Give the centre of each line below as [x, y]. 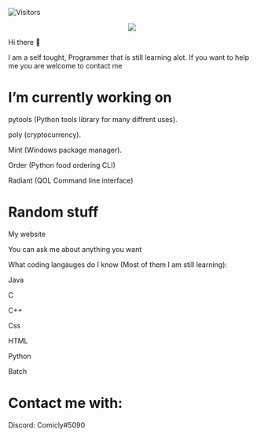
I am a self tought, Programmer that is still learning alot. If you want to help [129, 57]
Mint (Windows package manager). [65, 150]
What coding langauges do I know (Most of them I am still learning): [118, 265]
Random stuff [53, 212]
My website [27, 234]
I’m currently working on [90, 98]
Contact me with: [66, 404]
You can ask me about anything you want [75, 249]
